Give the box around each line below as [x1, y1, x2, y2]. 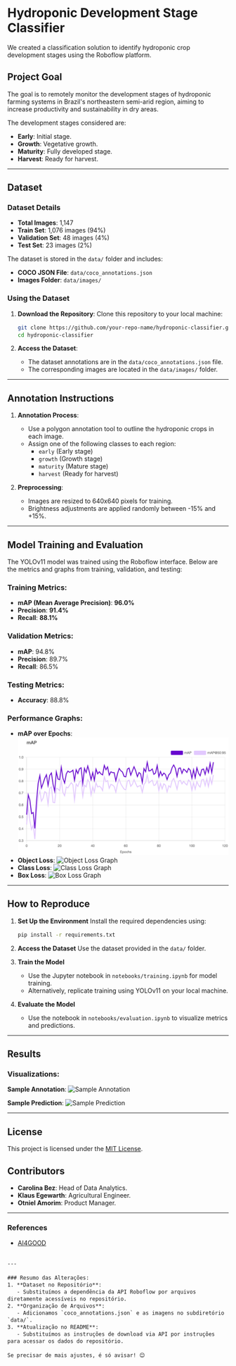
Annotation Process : [17, 411, 79, 420]
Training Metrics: [7, 583, 67, 592]
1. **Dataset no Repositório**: [7, 1281, 102, 1289]
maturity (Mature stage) [38, 462, 109, 471]
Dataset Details [7, 203, 61, 213]
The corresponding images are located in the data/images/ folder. [27, 365, 218, 374]
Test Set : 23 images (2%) [17, 241, 93, 249]
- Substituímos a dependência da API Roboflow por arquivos [16, 1289, 197, 1296]
